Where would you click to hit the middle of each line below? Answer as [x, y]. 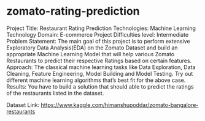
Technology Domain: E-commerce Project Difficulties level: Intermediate [98, 34]
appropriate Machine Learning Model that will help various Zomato [91, 54]
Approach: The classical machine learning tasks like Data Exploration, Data [101, 67]
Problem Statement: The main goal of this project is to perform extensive [98, 41]
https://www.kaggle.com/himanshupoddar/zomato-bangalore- [120, 105]
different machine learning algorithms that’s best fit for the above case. [96, 80]
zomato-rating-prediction [73, 11]
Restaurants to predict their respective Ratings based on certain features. [99, 61]
